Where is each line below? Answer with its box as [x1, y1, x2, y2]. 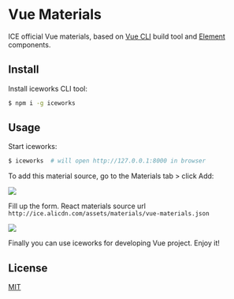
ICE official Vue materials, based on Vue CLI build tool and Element [8, 32, 226, 41]
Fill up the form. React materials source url [8, 201, 146, 211]
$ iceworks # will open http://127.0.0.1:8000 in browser [8, 157, 206, 165]
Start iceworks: [8, 142, 58, 151]
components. [8, 39, 51, 49]
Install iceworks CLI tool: [8, 84, 88, 93]
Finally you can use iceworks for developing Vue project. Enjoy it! [8, 238, 221, 248]
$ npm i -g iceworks [8, 99, 76, 107]
